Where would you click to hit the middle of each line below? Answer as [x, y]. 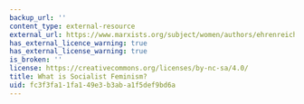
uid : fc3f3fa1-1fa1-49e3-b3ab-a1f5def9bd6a [93, 85]
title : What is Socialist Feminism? [78, 77]
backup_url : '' [38, 18]
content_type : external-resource [72, 26]
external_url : [36, 34]
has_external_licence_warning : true [78, 43]
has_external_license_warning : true [78, 52]
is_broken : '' [36, 60]
